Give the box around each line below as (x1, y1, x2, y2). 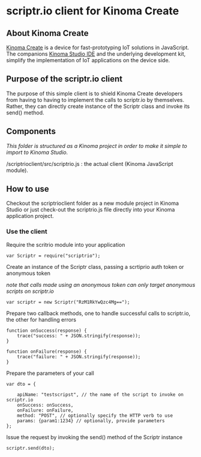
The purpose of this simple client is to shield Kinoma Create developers (6, 90, 183, 97)
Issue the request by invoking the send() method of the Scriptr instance (6, 433, 183, 441)
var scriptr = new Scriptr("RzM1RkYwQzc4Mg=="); (6, 299, 130, 305)
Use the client (6, 228, 48, 236)
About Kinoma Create (6, 28, 89, 38)
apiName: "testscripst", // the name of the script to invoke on (17, 391, 184, 398)
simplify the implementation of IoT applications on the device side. (6, 57, 170, 63)
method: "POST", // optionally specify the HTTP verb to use (17, 412, 173, 419)
